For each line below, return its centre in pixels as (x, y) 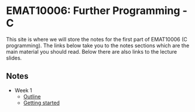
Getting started (42, 103)
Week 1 (23, 90)
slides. (14, 58)
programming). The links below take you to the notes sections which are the (98, 45)
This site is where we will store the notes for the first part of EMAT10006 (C (97, 39)
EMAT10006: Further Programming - (97, 11)
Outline (32, 96)
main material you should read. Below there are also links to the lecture (92, 51)
